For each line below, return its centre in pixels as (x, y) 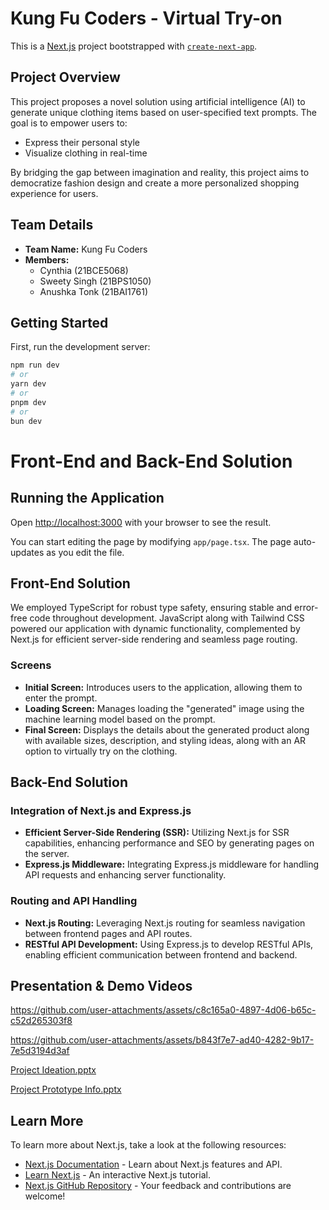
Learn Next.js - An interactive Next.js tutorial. (117, 1175)
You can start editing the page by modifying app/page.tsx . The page (151, 541)
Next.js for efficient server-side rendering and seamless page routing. (154, 639)
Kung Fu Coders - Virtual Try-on (146, 18)
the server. (47, 854)
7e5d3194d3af (40, 1051)
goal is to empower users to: (69, 123)
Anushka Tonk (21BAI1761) (93, 291)
